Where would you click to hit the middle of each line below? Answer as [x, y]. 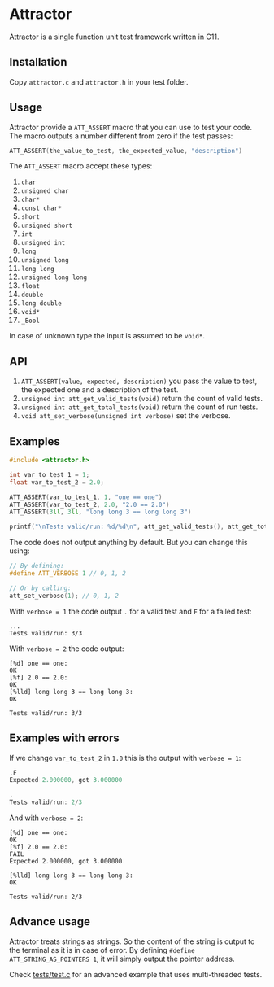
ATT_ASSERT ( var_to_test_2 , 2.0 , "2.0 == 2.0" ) [89, 504]
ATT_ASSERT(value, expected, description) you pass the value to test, [139, 381]
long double [41, 304]
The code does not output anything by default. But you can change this [128, 543]
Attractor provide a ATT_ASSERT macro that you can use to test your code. [131, 127]
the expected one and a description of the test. [100, 390]
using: [20, 551]
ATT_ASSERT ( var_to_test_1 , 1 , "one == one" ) [86, 497]
